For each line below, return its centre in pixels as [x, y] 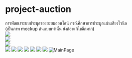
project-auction [38, 9]
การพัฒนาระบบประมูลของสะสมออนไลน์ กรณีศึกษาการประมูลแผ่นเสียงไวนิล [66, 23]
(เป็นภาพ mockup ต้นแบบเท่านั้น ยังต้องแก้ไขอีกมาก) [50, 28]
